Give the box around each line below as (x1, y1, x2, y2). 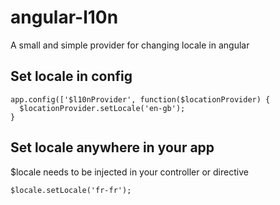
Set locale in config (10, 68, 133, 85)
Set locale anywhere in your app (10, 139, 215, 156)
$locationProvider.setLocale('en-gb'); (19, 103, 186, 113)
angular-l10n (10, 6, 119, 29)
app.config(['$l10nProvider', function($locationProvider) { (10, 94, 271, 105)
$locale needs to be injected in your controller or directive (10, 166, 249, 178)
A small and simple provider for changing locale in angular (10, 39, 250, 51)
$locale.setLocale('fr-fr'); (10, 185, 132, 195)
